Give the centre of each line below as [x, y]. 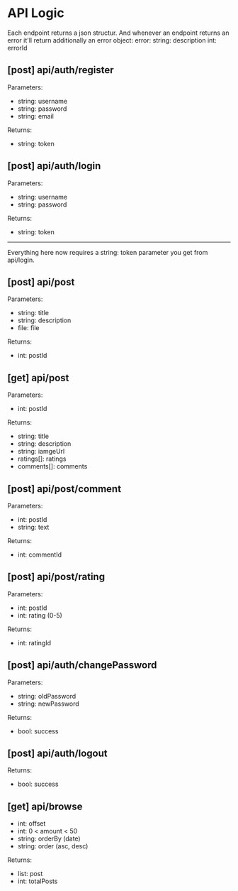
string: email [36, 116]
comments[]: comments [52, 466]
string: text [33, 527]
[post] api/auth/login [54, 166]
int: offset [32, 824]
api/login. [21, 260]
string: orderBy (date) [49, 838]
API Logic [36, 13]
